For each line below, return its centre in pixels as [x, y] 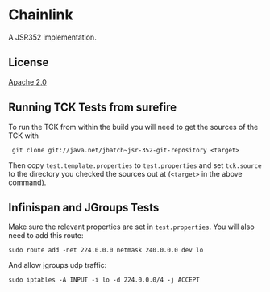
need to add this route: [46, 236]
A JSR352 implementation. [52, 37]
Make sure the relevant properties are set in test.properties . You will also [132, 227]
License [29, 63]
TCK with [23, 136]
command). [27, 182]
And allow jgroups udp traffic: [58, 265]
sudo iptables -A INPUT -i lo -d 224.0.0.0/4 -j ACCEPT [104, 280]
